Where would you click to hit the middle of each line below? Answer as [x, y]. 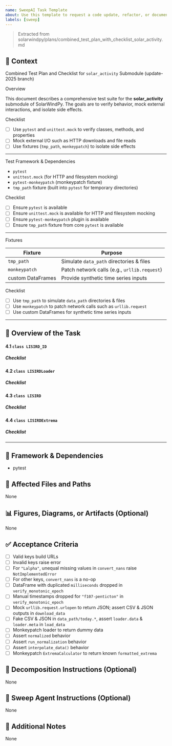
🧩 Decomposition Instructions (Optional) [71, 669]
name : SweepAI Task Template [36, 10]
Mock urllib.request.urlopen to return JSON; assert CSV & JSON [83, 608]
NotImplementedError [35, 574]
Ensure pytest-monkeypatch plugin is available [61, 219]
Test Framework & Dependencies [40, 161]
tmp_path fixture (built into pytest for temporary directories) [75, 188]
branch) [26, 79]
